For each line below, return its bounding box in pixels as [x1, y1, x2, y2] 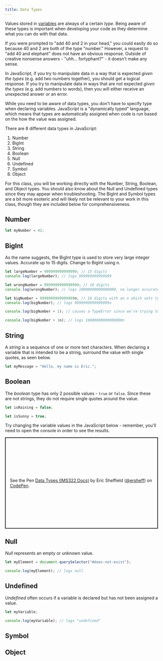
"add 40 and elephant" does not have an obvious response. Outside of [5, 51, 147, 56]
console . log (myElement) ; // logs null [5, 569, 83, 573]
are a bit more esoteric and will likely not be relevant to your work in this [5, 196, 149, 202]
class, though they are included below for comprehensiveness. [5, 201, 131, 207]
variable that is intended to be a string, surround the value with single [5, 349, 144, 355]
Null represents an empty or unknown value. [5, 551, 94, 556]
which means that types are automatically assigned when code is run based [5, 110, 157, 117]
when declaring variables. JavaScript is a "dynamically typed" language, [5, 106, 150, 111]
